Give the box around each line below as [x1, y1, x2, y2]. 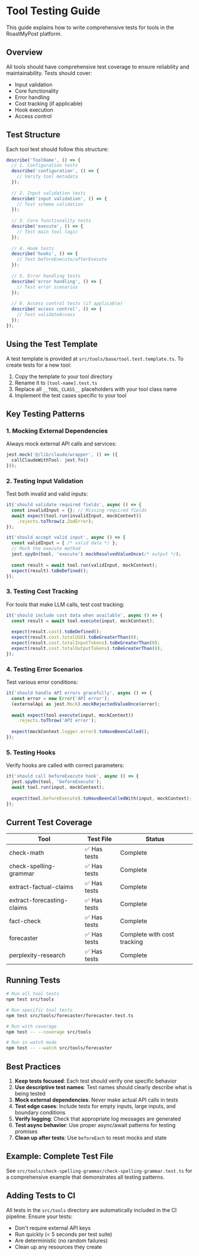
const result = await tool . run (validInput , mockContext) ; [11, 562, 158, 568]
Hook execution [14, 106, 53, 113]
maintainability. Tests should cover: [6, 70, 92, 77]
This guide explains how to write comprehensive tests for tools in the [6, 24, 174, 31]
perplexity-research [9, 951, 66, 960]
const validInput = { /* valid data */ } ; [11, 540, 118, 546]
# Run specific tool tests [6, 1007, 73, 1013]
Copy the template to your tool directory [14, 373, 113, 380]
